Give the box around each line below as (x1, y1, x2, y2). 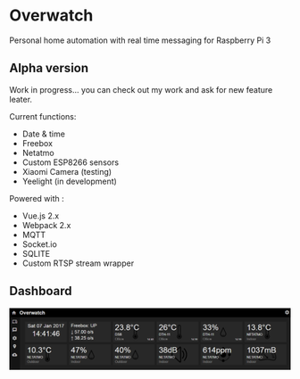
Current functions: (9, 111, 77, 121)
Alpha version (9, 61, 89, 76)
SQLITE (21, 248, 51, 259)
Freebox (21, 137, 54, 148)
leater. (9, 94, 33, 104)
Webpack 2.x (21, 219, 71, 230)
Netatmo (21, 147, 55, 158)
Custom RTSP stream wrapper (21, 258, 135, 268)
